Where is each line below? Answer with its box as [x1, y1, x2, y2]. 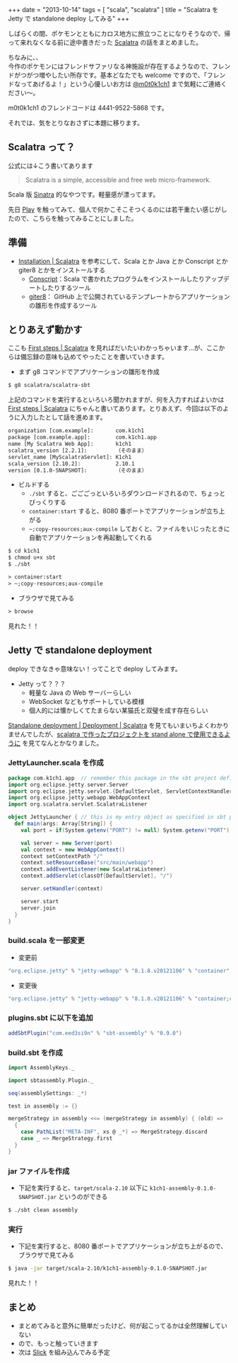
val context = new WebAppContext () [20, 846, 126, 853]
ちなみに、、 [8, 53, 42, 62]
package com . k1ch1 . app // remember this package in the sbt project [8, 775, 218, 782]
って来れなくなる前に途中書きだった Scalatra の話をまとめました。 [8, 38, 203, 47]
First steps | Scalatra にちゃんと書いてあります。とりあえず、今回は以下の [8, 405, 223, 413]
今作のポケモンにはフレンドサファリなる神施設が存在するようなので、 [8, 62, 213, 70]
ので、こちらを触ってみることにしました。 [13, 214, 138, 222]
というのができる [58, 1192, 108, 1200]
